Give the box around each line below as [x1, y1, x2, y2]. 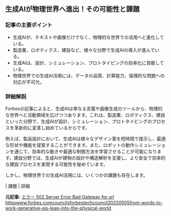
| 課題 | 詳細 [5, 183, 31, 189]
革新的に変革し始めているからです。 [14, 124, 90, 131]
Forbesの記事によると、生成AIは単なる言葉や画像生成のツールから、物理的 [5, 105, 163, 112]
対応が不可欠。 [12, 79, 44, 85]
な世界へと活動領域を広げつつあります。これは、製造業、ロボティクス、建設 [5, 112, 165, 118]
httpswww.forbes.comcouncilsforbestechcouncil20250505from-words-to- [5, 199, 163, 206]
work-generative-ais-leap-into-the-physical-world [5, 205, 111, 211]
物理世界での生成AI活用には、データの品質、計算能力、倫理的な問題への [12, 72, 165, 78]
